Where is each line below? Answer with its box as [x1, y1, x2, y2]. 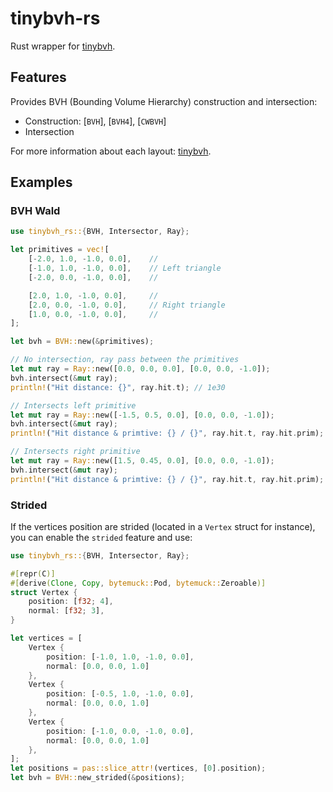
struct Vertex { [10, 587, 78, 597]
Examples [10, 174, 73, 191]
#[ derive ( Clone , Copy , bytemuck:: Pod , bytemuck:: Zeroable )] [10, 578, 267, 588]
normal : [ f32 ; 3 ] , [28, 606, 105, 616]
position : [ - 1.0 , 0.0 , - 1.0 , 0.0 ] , [46, 726, 195, 736]
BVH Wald [10, 204, 61, 218]
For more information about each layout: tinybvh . [10, 145, 212, 157]
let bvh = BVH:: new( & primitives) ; [10, 337, 155, 347]
